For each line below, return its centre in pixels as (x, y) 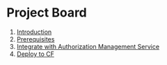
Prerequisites (35, 39)
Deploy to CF (35, 54)
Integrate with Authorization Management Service (88, 46)
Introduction (34, 32)
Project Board (47, 13)
